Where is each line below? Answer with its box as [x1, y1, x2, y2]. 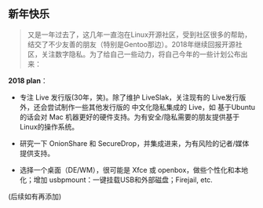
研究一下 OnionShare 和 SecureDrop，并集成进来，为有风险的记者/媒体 [19, 138, 250, 148]
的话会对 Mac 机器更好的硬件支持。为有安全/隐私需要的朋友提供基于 [19, 112, 240, 122]
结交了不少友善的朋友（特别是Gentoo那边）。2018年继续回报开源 [27, 39, 236, 49]
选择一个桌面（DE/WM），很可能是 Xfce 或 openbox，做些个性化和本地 [19, 165, 249, 174]
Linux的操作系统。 [19, 122, 79, 131]
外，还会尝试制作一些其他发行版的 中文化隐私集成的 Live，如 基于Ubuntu [19, 102, 256, 111]
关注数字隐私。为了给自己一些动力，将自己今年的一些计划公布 [41, 49, 241, 59]
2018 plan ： [8, 75, 49, 85]
